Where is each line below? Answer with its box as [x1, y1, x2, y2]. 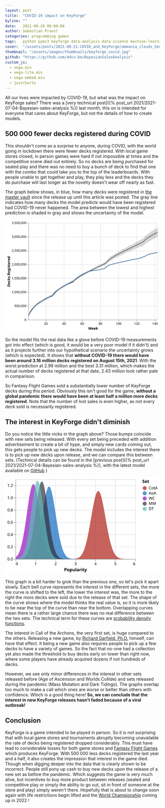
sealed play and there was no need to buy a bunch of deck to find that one [5, 164, 156, 170]
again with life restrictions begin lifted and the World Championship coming [5, 792, 157, 798]
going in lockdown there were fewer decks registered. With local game [5, 148, 148, 154]
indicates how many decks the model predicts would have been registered [5, 199, 156, 205]
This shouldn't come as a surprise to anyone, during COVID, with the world [5, 143, 156, 148]
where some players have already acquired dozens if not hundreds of [5, 656, 146, 662]
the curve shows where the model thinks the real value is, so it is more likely [5, 600, 159, 606]
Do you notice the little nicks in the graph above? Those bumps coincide [5, 431, 151, 437]
